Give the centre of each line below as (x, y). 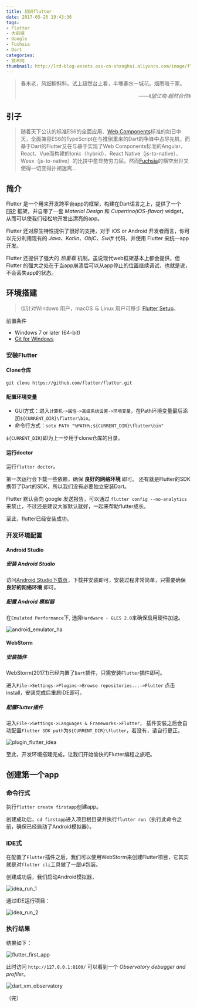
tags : (13, 22)
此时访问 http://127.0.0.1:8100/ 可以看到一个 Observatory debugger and (96, 966)
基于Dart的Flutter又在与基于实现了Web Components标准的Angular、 (103, 146)
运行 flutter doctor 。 (32, 467)
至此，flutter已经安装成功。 (39, 519)
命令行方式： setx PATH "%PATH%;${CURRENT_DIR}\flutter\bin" (89, 426)
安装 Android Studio (31, 564)
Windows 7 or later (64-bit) (47, 332)
